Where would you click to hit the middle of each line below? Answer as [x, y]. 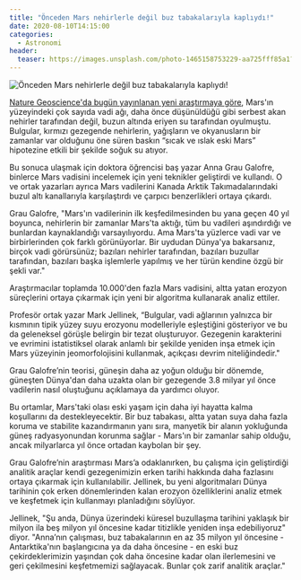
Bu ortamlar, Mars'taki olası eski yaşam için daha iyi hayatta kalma [131, 407]
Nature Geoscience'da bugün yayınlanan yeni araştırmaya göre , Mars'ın [142, 102]
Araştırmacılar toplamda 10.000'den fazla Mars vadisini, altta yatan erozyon [148, 288]
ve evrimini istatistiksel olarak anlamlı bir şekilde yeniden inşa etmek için [142, 343]
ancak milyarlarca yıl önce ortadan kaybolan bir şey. [105, 445]
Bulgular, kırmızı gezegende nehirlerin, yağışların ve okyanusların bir [135, 131]
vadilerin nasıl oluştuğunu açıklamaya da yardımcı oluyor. [114, 390]
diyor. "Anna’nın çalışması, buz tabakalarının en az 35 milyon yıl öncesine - [146, 537]
